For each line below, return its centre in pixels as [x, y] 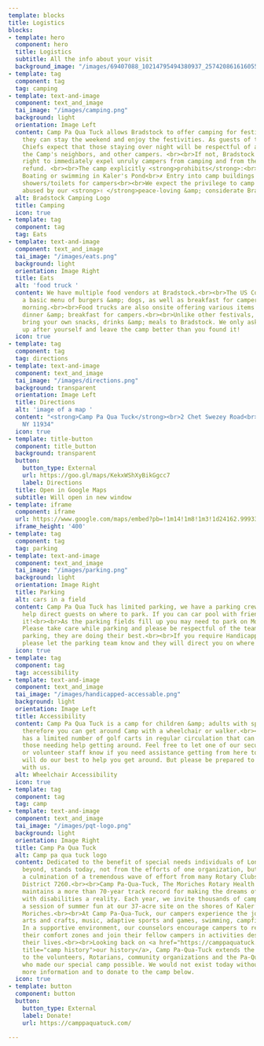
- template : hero [37, 37]
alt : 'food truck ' [47, 286]
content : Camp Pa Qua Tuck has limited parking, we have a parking [128, 607]
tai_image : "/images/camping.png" [71, 111]
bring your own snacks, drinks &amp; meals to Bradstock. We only [133, 322]
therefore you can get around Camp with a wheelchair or [117, 731]
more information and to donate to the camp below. [108, 972]
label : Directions [52, 483]
